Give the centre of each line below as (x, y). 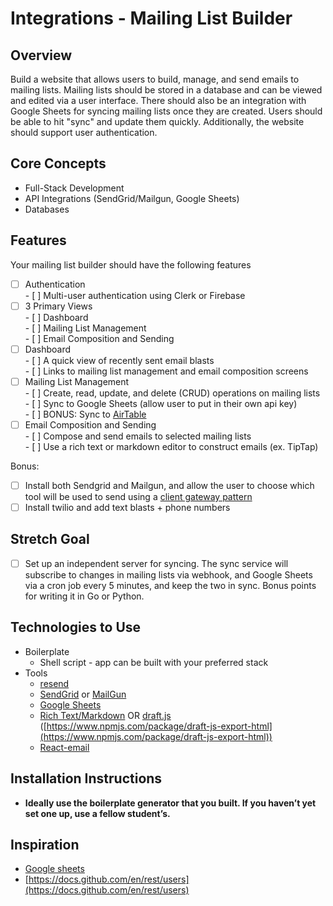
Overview (41, 55)
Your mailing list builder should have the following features (131, 264)
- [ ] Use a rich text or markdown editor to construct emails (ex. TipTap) (171, 446)
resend (54, 683)
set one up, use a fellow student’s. (97, 813)
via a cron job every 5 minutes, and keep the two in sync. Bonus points (170, 585)
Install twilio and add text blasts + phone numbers (127, 507)
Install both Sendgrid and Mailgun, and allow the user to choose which (169, 485)
